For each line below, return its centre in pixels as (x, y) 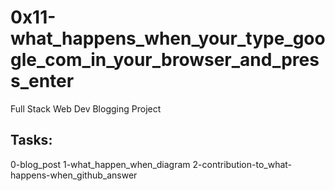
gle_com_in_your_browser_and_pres (165, 60)
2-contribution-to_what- (242, 164)
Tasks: (31, 140)
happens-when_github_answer (74, 175)
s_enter (42, 81)
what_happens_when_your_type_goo (168, 38)
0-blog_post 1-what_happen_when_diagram (100, 164)
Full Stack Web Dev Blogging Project (86, 108)
